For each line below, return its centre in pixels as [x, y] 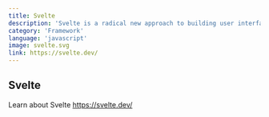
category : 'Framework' [46, 30]
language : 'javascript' [48, 38]
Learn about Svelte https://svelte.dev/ [70, 104]
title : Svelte [32, 16]
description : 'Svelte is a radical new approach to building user [121, 23]
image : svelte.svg [39, 46]
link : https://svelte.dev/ [53, 53]
